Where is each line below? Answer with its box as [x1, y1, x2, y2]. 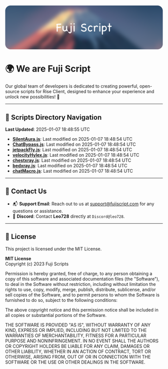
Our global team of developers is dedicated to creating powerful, [5, 83, 138, 89]
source [5, 89, 20, 95]
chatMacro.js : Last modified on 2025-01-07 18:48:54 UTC [12, 168, 133, 174]
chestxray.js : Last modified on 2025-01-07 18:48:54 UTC [12, 157, 131, 163]
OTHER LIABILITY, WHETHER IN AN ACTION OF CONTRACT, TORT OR [5, 348, 151, 354]
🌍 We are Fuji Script [5, 63, 91, 75]
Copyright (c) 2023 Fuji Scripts [5, 261, 69, 267]
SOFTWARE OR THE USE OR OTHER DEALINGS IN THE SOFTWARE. [5, 359, 145, 365]
